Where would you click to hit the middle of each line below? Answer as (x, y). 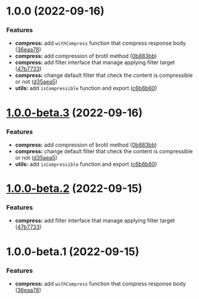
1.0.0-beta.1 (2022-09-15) (73, 251)
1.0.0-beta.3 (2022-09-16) (74, 113)
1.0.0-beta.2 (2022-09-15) (74, 189)
